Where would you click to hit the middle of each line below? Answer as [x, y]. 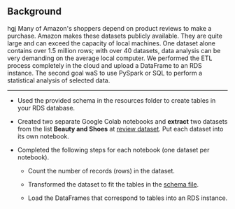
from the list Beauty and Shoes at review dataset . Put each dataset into [120, 129]
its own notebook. [43, 136]
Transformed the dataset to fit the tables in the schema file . [113, 184]
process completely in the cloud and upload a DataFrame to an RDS [105, 65]
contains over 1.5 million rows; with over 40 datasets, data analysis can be [114, 50]
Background [34, 12]
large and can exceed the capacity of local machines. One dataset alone [111, 43]
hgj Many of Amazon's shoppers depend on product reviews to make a [109, 28]
